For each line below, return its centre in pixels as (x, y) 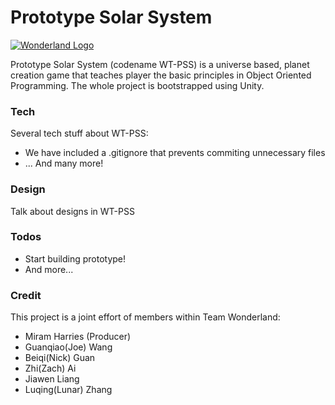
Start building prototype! (75, 258)
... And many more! (64, 163)
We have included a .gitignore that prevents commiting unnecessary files (175, 153)
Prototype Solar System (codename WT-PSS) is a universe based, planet (160, 64)
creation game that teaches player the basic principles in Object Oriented (161, 75)
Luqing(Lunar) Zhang (68, 390)
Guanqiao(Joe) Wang (68, 347)
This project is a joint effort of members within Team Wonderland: (145, 317)
